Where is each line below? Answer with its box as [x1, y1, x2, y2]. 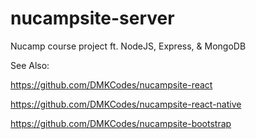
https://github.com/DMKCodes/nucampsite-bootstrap [10, 117, 232, 129]
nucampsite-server [10, 7, 175, 30]
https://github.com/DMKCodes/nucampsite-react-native [10, 98, 242, 110]
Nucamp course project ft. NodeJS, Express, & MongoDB [10, 40, 247, 52]
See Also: [10, 59, 50, 71]
